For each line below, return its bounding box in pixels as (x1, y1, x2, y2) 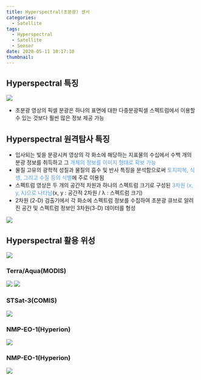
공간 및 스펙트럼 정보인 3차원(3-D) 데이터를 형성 (21, 204, 136, 212)
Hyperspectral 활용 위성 (6, 235, 95, 246)
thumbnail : (6, 54, 34, 60)
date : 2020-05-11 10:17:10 (6, 49, 75, 55)
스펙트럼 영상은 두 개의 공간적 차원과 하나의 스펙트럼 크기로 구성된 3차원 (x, (15, 182, 193, 189)
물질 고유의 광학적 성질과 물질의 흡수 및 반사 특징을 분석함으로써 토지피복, (15, 167, 189, 174)
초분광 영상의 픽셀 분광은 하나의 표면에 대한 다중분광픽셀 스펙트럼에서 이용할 (15, 107, 196, 114)
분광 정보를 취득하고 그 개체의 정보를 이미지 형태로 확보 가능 (15, 159, 157, 166)
